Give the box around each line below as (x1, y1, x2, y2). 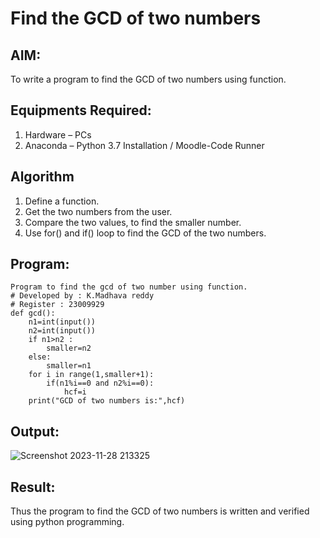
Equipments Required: (10, 102, 152, 119)
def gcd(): (10, 308, 56, 319)
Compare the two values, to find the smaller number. (24, 216, 242, 228)
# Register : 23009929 (10, 300, 105, 310)
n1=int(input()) (28, 317, 97, 327)
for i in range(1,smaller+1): (28, 370, 155, 380)
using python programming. (10, 516, 125, 528)
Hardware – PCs (24, 128, 92, 141)
